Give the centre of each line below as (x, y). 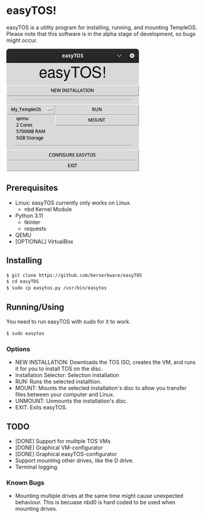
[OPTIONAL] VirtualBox (44, 241)
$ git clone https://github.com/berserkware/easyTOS (74, 275)
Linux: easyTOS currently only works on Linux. (73, 203)
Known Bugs (25, 482)
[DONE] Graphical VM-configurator (59, 448)
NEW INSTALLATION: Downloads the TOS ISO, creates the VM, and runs (105, 363)
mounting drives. (36, 509)
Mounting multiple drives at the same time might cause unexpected (99, 496)
